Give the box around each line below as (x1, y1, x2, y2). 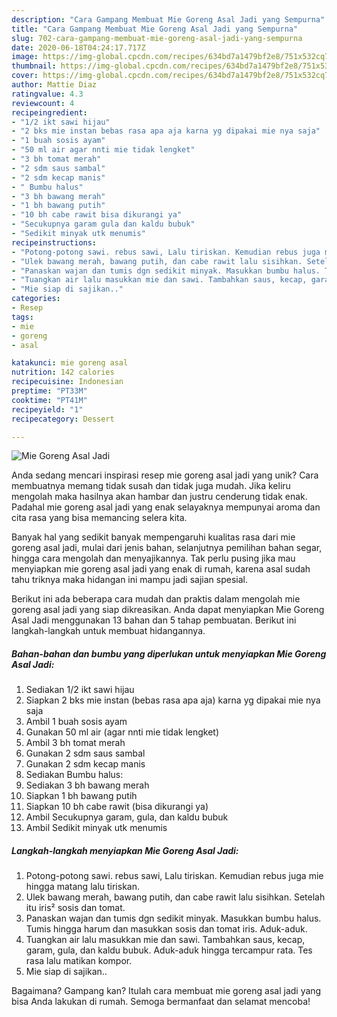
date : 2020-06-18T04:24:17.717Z (11, 42, 146, 53)
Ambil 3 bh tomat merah (25, 737, 126, 749)
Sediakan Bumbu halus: (25, 769, 124, 781)
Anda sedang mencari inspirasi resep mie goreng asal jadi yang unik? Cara (11, 469, 319, 481)
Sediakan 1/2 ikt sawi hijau (25, 684, 135, 696)
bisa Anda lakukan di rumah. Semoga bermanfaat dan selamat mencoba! (11, 996, 311, 1008)
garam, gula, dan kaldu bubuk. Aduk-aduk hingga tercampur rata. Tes (25, 944, 313, 956)
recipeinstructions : (11, 237, 98, 248)
